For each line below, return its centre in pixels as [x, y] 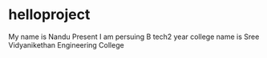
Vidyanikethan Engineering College [66, 44]
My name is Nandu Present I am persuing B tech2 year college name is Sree [134, 37]
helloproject [49, 15]
